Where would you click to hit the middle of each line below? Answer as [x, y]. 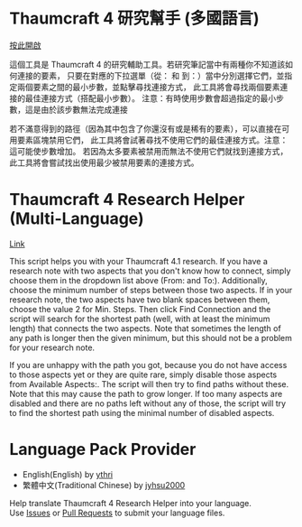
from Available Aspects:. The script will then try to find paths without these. [149, 384]
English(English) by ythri [68, 474]
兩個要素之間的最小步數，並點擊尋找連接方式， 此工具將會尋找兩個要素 [148, 87]
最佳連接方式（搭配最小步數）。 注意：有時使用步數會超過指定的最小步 [154, 98]
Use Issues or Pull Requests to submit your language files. [117, 513]
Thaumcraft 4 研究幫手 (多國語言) [134, 18]
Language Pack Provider [103, 450]
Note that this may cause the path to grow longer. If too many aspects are [146, 393]
